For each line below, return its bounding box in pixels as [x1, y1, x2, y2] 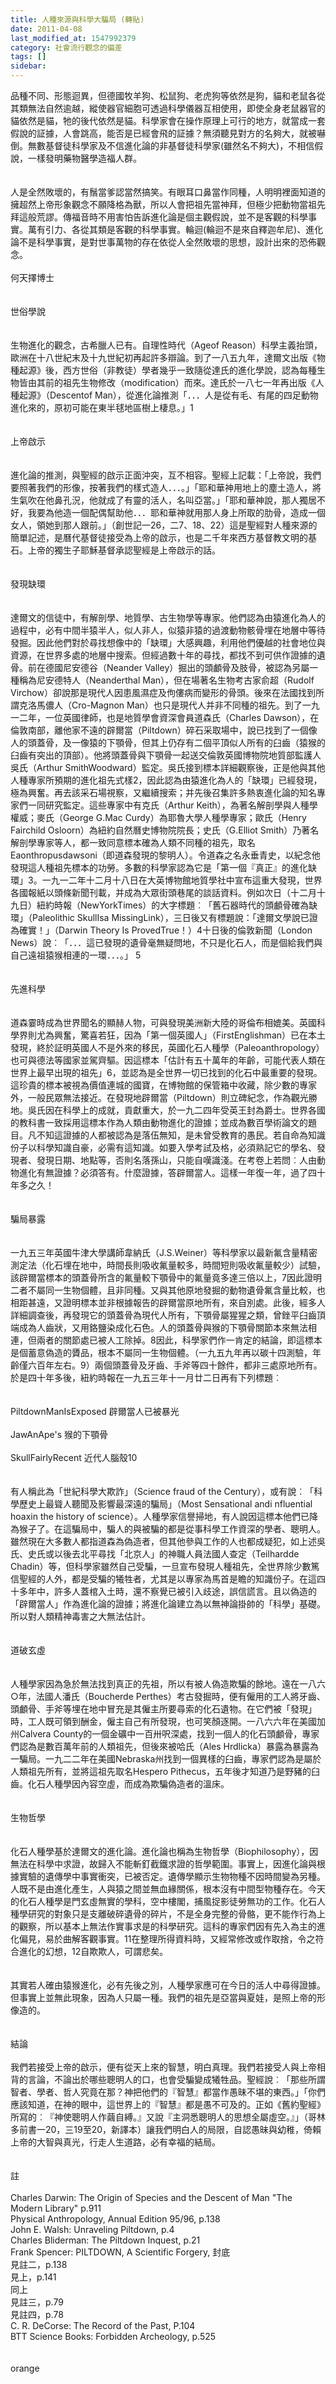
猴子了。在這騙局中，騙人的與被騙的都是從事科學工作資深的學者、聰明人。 [18, 1523, 326, 1535]
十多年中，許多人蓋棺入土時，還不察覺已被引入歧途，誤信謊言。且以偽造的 [10, 1586, 317, 1597]
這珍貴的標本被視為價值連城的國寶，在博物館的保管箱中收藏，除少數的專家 [10, 1079, 317, 1091]
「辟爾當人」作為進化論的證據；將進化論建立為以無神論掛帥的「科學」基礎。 [10, 1598, 326, 1610]
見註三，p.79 [10, 2296, 64, 2308]
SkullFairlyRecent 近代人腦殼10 [10, 1452, 138, 1463]
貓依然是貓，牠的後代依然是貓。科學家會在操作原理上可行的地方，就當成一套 [10, 115, 326, 126]
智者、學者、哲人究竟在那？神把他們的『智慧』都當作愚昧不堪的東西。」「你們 [10, 2086, 326, 2098]
